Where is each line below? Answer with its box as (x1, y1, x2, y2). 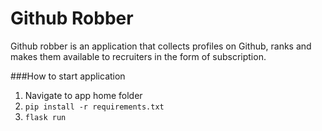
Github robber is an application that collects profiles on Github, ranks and (10, 40, 312, 52)
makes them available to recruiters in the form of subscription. (10, 50, 267, 62)
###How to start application (10, 70, 126, 82)
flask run (24, 112, 67, 122)
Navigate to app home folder (24, 89, 143, 101)
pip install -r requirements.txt (24, 102, 165, 112)
